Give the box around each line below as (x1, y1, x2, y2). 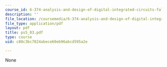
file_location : (5, 16, 37, 21)
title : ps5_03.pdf (5, 30, 43, 35)
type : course (5, 35, 32, 40)
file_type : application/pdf (5, 21, 64, 26)
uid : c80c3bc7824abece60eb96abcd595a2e (5, 39, 88, 44)
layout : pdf (5, 26, 30, 31)
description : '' (5, 12, 39, 17)
